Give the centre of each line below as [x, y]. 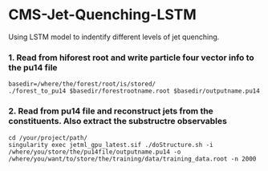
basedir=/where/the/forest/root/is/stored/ [82, 84]
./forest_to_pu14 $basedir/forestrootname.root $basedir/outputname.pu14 [134, 91]
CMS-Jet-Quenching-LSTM [102, 15]
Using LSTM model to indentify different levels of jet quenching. [114, 37]
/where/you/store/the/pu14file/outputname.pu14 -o [95, 152]
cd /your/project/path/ [48, 137]
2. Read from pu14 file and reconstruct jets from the [111, 111]
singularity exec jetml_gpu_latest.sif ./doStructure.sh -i [111, 145]
